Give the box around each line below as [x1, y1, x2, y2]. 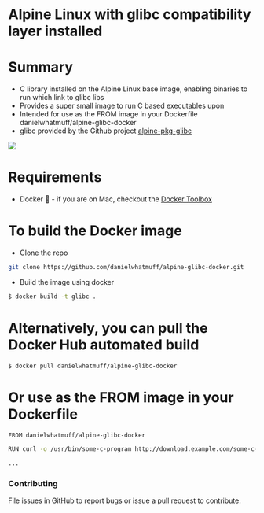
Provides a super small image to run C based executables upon [19, 101, 225, 111]
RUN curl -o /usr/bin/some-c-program [8, 445, 132, 453]
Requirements [8, 168, 102, 186]
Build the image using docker [19, 277, 115, 286]
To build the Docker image [8, 222, 182, 240]
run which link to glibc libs [19, 93, 104, 102]
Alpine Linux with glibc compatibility [8, 6, 251, 24]
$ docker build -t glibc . [8, 293, 97, 301]
